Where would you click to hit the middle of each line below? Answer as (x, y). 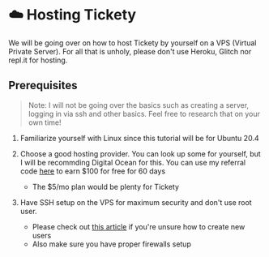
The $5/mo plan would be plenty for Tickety (106, 186)
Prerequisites (43, 86)
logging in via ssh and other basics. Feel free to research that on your (144, 114)
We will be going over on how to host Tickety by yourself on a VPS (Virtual (132, 43)
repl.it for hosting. (38, 60)
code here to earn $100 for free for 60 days (93, 171)
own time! (45, 122)
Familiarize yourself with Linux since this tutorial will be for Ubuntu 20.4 (139, 138)
